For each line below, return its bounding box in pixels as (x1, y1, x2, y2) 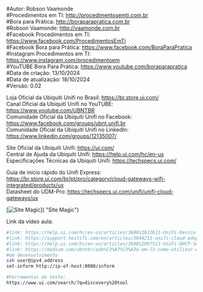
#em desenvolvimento (6, 252, 59, 258)
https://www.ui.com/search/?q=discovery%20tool (6, 280, 129, 286)
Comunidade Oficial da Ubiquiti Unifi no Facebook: (6, 113, 132, 120)
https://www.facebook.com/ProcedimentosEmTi (6, 37, 126, 44)
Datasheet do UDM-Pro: (6, 188, 66, 195)
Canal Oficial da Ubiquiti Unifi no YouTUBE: (6, 100, 114, 108)
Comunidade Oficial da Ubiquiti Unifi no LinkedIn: (6, 126, 129, 133)
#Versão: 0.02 (6, 82, 42, 89)
